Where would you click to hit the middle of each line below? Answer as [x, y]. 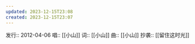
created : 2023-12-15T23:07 [39, 17]
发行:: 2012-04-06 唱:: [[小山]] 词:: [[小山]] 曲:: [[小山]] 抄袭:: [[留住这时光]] [97, 35]
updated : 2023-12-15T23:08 [39, 12]
